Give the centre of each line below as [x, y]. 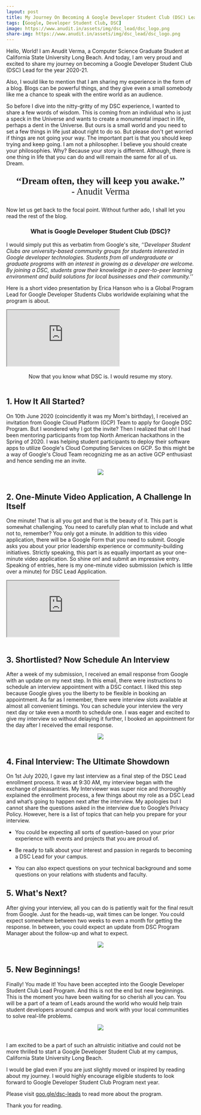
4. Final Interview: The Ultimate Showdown [88, 762]
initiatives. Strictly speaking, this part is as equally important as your [90, 552]
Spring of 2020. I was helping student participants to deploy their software [98, 442]
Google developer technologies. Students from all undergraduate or [90, 257]
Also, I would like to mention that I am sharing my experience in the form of [99, 82]
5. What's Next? [37, 893]
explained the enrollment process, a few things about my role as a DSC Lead [100, 795]
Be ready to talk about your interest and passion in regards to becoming [103, 850]
